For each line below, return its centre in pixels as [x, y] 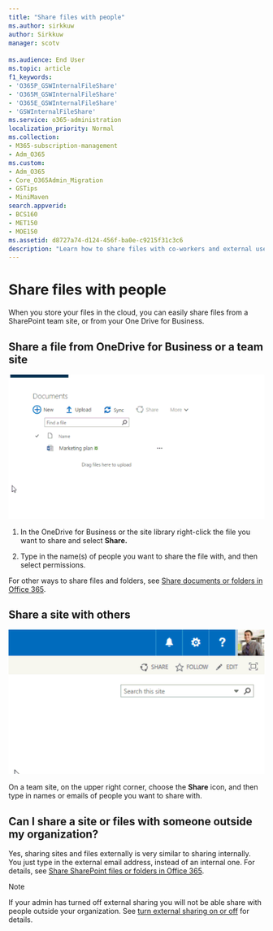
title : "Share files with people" [67, 17]
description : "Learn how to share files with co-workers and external [130, 249]
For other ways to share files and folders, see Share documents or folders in [136, 581]
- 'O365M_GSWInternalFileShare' [63, 94]
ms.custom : [27, 163]
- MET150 [23, 223]
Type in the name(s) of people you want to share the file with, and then [139, 556]
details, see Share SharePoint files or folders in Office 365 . [106, 871]
